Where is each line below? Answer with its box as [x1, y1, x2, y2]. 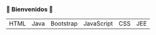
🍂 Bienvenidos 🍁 [6, 5, 53, 13]
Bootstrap [50, 20, 78, 28]
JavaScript [83, 20, 113, 28]
